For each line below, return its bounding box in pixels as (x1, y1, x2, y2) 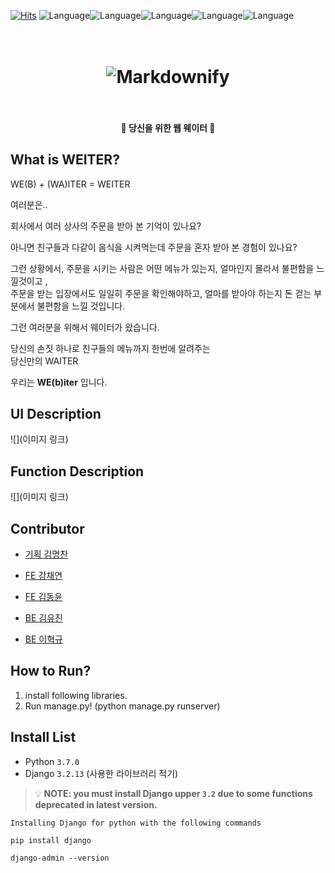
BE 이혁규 (24, 633, 63, 645)
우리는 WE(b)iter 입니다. (10, 376, 108, 388)
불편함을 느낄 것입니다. (36, 300, 126, 312)
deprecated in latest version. (34, 798, 158, 810)
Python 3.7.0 (24, 755, 80, 767)
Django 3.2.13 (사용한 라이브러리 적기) (24, 767, 179, 779)
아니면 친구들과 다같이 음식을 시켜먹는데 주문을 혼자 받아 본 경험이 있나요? (10, 241, 298, 253)
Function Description (10, 463, 145, 480)
